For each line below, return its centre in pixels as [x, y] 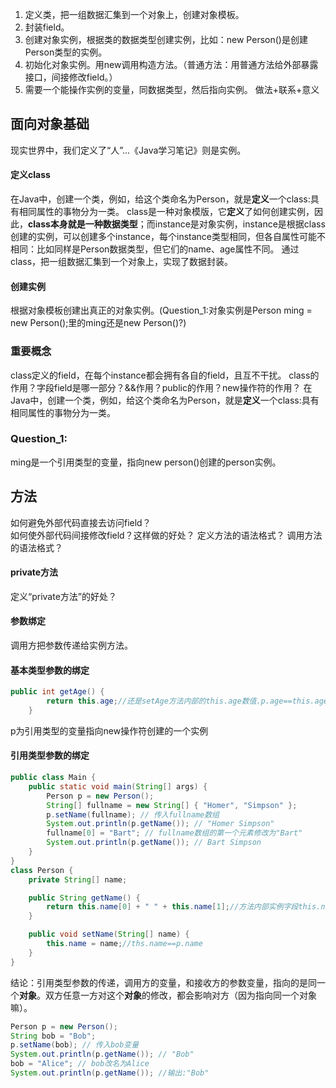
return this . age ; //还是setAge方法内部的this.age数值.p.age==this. [180, 701]
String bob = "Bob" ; [53, 1036]
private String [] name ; [78, 879]
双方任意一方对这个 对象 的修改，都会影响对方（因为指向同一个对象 [180, 995]
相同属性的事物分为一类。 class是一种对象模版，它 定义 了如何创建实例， [166, 212]
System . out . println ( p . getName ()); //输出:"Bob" [110, 1073]
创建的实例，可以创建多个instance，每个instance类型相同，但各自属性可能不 [168, 237]
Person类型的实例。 [66, 52]
